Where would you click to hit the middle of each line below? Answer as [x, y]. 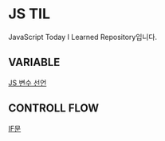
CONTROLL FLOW [54, 108]
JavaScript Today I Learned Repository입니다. [83, 37]
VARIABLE [34, 63]
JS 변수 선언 [27, 82]
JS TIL [29, 14]
